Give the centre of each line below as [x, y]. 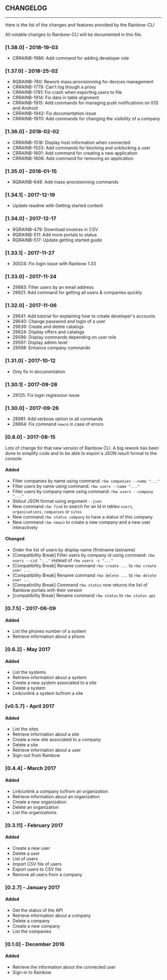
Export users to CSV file [37, 869]
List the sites [25, 729]
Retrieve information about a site [46, 734]
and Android [25, 108]
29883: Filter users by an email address [53, 287]
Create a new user [31, 848]
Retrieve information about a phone [48, 637]
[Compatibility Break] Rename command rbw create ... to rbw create [84, 566]
